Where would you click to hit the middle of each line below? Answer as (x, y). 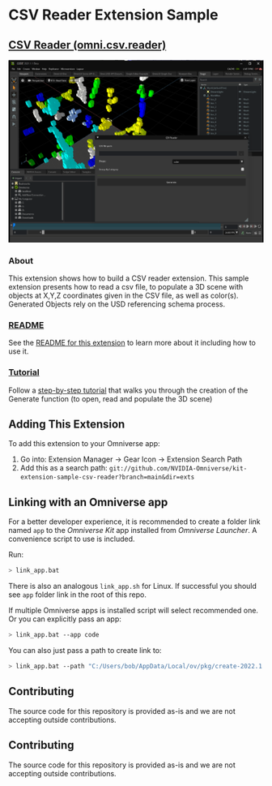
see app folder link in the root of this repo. (78, 595)
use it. (19, 351)
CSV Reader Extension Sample (113, 15)
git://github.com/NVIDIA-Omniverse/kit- (178, 469)
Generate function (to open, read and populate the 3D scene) (110, 398)
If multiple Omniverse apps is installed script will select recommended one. (134, 611)
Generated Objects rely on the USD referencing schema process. (117, 304)
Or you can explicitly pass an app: (65, 619)
